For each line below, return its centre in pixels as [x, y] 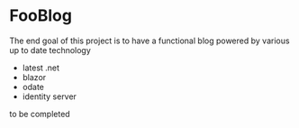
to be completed [40, 114]
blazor [34, 77]
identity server [49, 96]
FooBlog [41, 16]
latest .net [41, 68]
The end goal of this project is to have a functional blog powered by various [149, 41]
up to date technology [50, 50]
